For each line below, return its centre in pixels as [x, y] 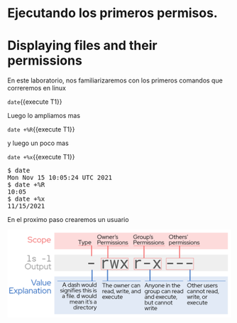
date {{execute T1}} [35, 102]
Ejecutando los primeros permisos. [112, 13]
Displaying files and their [82, 46]
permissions [45, 61]
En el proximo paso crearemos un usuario [68, 220]
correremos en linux [37, 88]
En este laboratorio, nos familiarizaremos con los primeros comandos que [115, 80]
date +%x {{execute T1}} [41, 157]
